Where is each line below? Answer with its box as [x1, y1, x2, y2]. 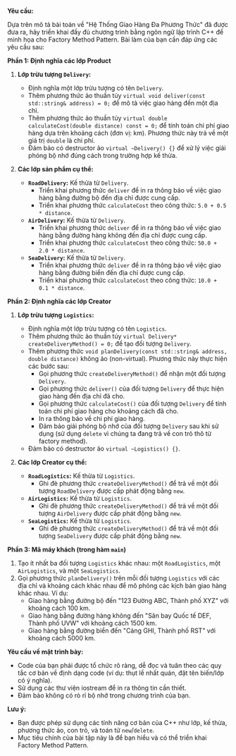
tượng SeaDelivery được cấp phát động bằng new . [38, 532, 182, 539]
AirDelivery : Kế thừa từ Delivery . [27, 216, 125, 224]
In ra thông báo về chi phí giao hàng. [38, 415, 146, 422]
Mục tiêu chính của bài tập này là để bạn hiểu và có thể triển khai [17, 733, 207, 742]
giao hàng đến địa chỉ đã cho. [38, 392, 125, 400]
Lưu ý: [7, 705, 27, 713]
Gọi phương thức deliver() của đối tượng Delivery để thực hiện [38, 384, 224, 393]
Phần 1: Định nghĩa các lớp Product [7, 56, 111, 65]
